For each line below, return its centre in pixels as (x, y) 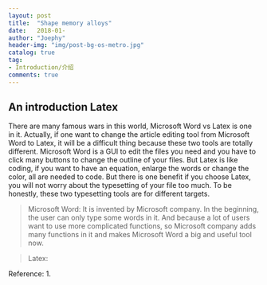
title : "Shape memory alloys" (60, 23)
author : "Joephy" (37, 38)
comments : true (33, 75)
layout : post (30, 16)
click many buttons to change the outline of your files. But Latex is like (123, 160)
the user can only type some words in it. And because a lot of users (139, 218)
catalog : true (32, 53)
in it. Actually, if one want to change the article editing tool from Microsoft (129, 135)
